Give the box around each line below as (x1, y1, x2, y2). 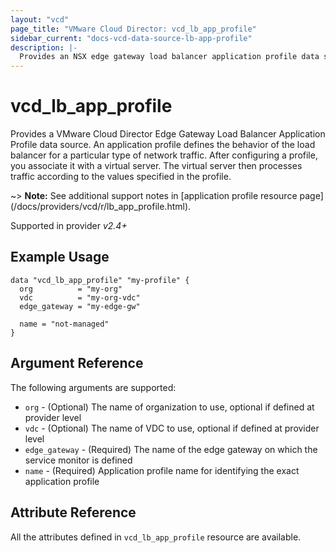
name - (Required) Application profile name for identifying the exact (24, 464, 300, 476)
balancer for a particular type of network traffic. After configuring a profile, (10, 149, 318, 161)
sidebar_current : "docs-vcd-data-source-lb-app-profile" (10, 33, 253, 43)
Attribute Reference (10, 504, 137, 521)
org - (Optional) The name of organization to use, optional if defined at (24, 401, 315, 413)
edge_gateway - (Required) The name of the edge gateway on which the (24, 443, 318, 455)
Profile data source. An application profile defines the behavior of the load (10, 139, 316, 151)
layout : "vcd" (10, 14, 70, 25)
